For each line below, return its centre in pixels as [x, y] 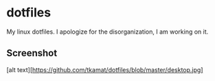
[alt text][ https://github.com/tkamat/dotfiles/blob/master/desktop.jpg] [105, 69]
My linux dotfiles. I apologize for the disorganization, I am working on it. [107, 32]
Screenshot [32, 53]
